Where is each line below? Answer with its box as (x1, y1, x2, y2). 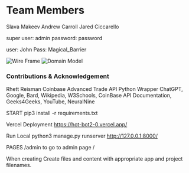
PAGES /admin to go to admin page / (6, 144, 95, 151)
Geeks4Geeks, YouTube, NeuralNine (6, 98, 95, 105)
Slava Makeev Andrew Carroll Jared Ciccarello (6, 23, 119, 30)
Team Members (6, 4, 84, 17)
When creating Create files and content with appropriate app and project (6, 155, 183, 162)
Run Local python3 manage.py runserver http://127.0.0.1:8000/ (6, 132, 158, 139)
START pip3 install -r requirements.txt (6, 110, 98, 117)
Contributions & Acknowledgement (6, 72, 109, 80)
